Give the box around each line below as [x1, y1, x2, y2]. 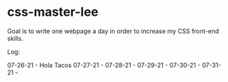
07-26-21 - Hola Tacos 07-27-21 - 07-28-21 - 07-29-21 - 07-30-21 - [7, 61, 201, 69]
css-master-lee [7, 4, 99, 20]
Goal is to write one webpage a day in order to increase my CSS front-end [7, 27, 219, 35]
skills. [7, 34, 24, 42]
